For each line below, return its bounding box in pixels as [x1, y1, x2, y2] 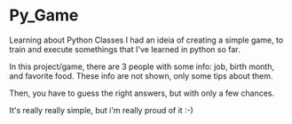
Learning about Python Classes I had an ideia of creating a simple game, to [9, 35, 284, 45]
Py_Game [9, 5, 79, 26]
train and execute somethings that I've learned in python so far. [9, 43, 241, 54]
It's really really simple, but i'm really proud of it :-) [9, 105, 193, 115]
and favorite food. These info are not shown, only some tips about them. [9, 70, 273, 81]
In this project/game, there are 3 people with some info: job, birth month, [9, 61, 275, 72]
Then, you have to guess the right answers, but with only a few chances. [9, 88, 275, 98]
